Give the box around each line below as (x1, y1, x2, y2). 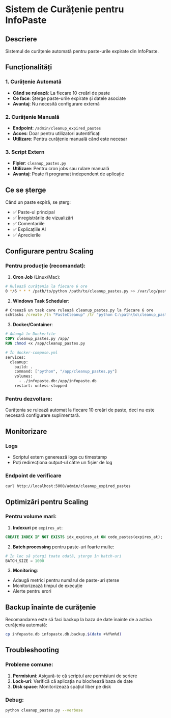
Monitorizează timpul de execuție (12, 582, 83, 589)
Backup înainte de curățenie (5, 603, 96, 611)
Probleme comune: (5, 661, 53, 668)
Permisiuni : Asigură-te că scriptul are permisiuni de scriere (12, 673, 137, 679)
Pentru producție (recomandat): (5, 262, 86, 270)
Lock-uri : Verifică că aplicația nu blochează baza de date (12, 678, 133, 684)
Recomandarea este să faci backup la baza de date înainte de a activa (5, 617, 152, 623)
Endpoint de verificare (5, 472, 62, 479)
